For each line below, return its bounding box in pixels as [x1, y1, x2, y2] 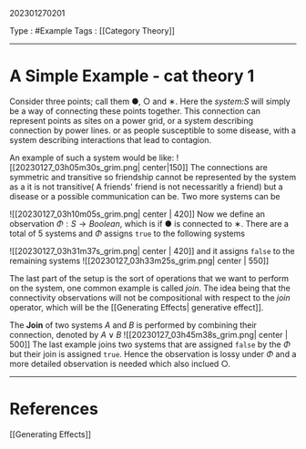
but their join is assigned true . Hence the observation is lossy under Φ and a [9, 348, 297, 359]
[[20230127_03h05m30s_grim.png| [9, 161, 141, 172]
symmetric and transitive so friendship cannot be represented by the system [9, 171, 297, 182]
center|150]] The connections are [142, 161, 269, 172]
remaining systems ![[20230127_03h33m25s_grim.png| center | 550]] [9, 255, 270, 266]
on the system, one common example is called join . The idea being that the [9, 282, 291, 293]
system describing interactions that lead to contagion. [9, 134, 212, 145]
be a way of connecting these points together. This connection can [9, 105, 261, 117]
